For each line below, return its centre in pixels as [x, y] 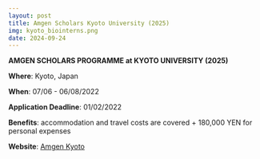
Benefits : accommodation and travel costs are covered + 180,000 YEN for [130, 123]
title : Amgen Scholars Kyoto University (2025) [89, 23]
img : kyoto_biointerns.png [53, 30]
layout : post [30, 16]
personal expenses [40, 131]
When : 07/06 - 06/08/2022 [54, 92]
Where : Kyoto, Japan [43, 76]
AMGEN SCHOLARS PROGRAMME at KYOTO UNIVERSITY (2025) [118, 61]
